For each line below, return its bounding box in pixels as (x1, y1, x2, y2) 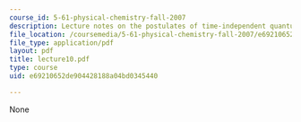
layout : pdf (9, 47, 54, 56)
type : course (9, 64, 58, 73)
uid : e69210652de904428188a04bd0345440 (9, 72, 159, 81)
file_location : (9, 30, 66, 39)
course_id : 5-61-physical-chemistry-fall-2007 (9, 13, 186, 22)
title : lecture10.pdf (9, 55, 90, 64)
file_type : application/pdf (9, 38, 115, 48)
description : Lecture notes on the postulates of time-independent (9, 22, 267, 30)
